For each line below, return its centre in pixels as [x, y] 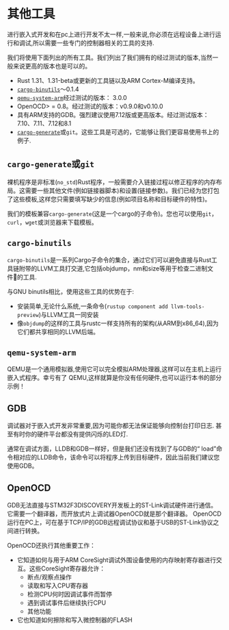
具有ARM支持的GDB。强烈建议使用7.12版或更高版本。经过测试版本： [113, 114]
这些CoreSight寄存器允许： [67, 568]
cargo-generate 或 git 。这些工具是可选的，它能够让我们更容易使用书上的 [118, 131]
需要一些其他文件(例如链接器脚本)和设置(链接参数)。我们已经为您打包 [122, 190]
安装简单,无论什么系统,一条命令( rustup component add [93, 306]
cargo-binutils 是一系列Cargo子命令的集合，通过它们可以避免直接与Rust [109, 260]
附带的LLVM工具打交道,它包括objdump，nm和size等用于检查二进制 [113, 268]
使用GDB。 [23, 466]
